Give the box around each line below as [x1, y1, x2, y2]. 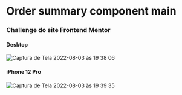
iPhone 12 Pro [6, 68, 41, 75]
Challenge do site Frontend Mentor [6, 26, 111, 34]
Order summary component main [6, 4, 177, 18]
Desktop [6, 41, 28, 48]
